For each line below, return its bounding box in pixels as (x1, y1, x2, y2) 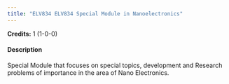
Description (7, 45, 43, 54)
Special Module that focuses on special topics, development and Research (7, 61, 223, 69)
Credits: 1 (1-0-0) (7, 29, 58, 38)
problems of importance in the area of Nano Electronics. (7, 68, 169, 77)
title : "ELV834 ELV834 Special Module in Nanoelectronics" (7, 10, 183, 17)
